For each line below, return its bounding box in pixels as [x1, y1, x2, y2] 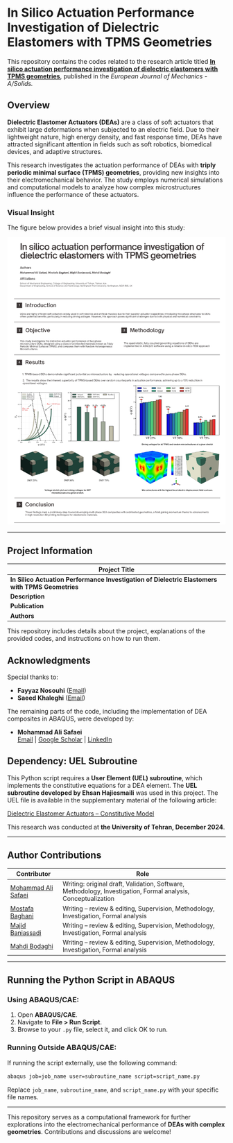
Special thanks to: [7, 673, 59, 681]
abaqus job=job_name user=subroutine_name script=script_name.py [7, 1073, 200, 1080]
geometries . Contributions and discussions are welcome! [7, 1127, 171, 1135]
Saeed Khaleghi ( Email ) [17, 694, 85, 702]
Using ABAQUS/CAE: [7, 995, 80, 1004]
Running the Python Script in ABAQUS [7, 974, 175, 986]
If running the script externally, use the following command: [7, 1058, 178, 1067]
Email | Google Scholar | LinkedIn [17, 735, 112, 744]
